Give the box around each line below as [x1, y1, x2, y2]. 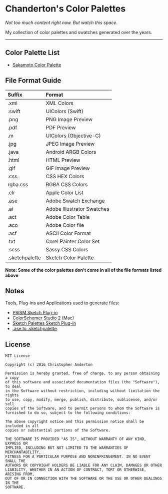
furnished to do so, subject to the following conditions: [5, 410, 131, 415]
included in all [5, 423, 39, 428]
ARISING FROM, [5, 471, 35, 477]
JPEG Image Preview [45, 140, 95, 147]
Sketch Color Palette [45, 254, 94, 261]
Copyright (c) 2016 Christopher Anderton [5, 362, 93, 367]
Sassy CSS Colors [45, 246, 88, 253]
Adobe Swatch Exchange [45, 197, 105, 204]
